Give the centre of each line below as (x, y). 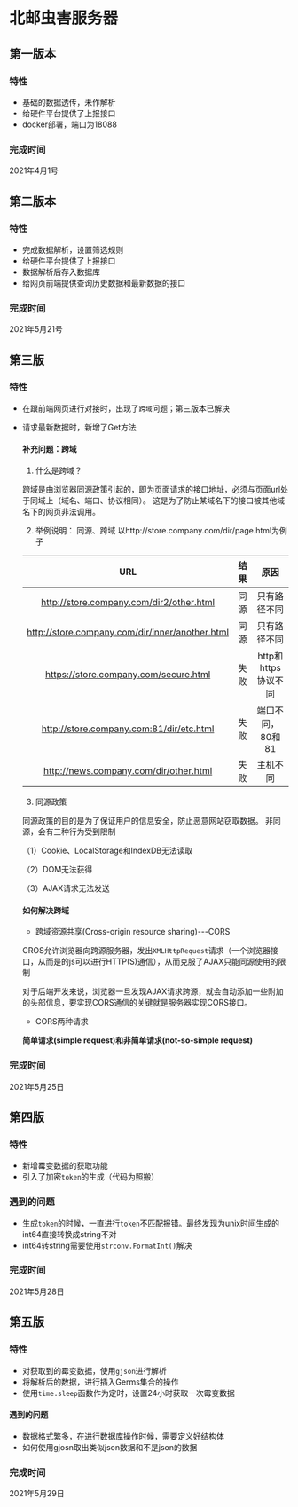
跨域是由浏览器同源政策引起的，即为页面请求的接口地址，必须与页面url (151, 490)
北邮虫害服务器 (64, 18)
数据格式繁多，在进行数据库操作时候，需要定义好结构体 (123, 1436)
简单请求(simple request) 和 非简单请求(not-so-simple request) (137, 1040)
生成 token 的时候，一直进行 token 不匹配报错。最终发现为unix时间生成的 (150, 1223)
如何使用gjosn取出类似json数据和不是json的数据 (110, 1447)
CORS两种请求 (62, 1022)
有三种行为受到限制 (81, 832)
